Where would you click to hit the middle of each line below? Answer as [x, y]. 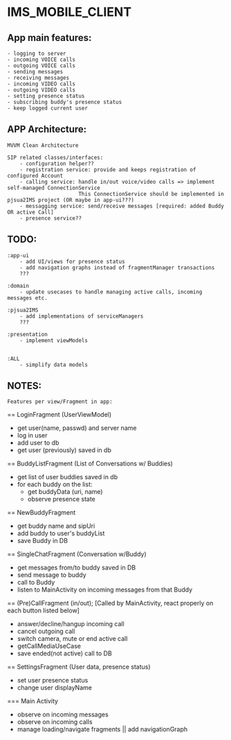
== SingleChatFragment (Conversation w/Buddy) [77, 554]
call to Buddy [36, 583]
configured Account [35, 175]
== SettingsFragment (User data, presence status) [79, 667]
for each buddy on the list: [55, 484]
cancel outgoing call [46, 631]
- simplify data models [54, 365]
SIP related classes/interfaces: [55, 157]
